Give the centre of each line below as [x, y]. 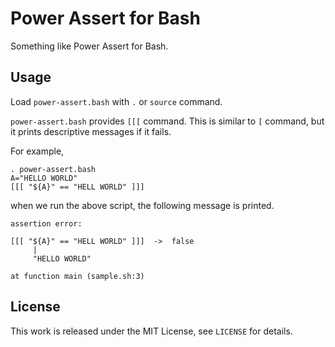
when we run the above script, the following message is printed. [142, 205]
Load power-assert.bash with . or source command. [116, 101]
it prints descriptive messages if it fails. [91, 131]
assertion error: [46, 223]
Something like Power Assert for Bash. [89, 46]
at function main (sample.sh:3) [77, 276]
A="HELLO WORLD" [44, 178]
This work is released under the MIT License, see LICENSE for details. [151, 331]
